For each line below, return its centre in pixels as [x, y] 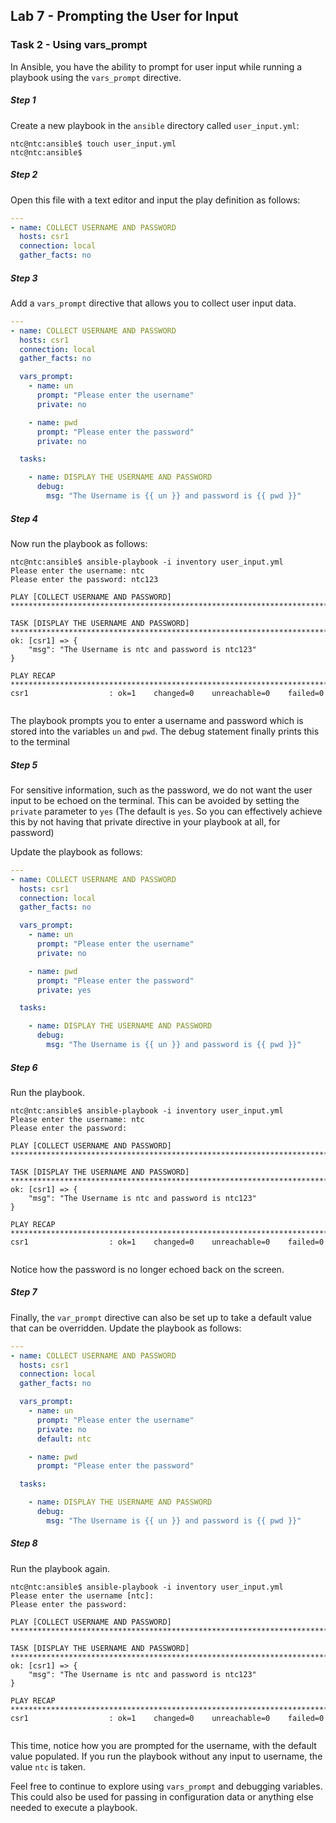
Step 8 [24, 1543]
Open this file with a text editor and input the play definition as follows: [155, 200]
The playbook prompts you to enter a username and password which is [157, 720]
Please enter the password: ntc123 [84, 579]
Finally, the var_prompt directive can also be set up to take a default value [161, 1317]
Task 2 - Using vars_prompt [79, 45]
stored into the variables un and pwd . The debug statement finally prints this [165, 731]
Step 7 [24, 1292]
